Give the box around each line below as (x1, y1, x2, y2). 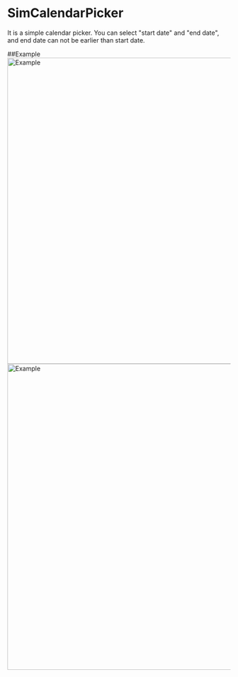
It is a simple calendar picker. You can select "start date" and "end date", (7, 28, 220, 37)
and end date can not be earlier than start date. (7, 35, 145, 44)
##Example (7, 50, 41, 58)
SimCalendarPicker (7, 5, 124, 21)
